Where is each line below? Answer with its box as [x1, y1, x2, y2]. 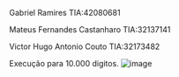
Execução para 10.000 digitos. [9, 59, 119, 68]
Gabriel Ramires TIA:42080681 [9, 8, 121, 17]
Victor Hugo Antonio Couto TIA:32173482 [9, 41, 160, 52]
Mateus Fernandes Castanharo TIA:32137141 [9, 24, 171, 34]
